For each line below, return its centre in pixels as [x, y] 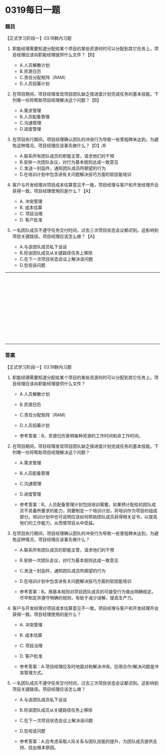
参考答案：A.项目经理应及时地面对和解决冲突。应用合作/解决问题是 [87, 666]
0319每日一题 [33, 10]
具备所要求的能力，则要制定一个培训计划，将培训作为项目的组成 [93, 511]
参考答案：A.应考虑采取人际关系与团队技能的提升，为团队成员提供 [86, 741]
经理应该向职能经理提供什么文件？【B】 [57, 55]
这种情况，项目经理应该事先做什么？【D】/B [61, 146]
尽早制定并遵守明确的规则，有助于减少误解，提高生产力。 [78, 597]
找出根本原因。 [43, 747]
